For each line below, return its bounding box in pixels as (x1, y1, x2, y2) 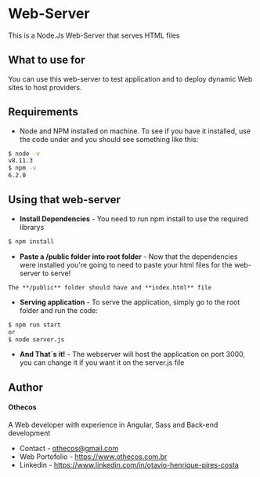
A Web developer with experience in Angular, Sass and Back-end (8, 420, 218, 429)
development (8, 428, 51, 438)
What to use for (8, 53, 85, 67)
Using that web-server (8, 193, 121, 206)
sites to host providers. (8, 82, 82, 92)
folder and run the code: (19, 305, 98, 315)
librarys (19, 222, 45, 231)
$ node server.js (8, 335, 65, 344)
